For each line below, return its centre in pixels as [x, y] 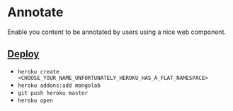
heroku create [38, 71]
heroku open [35, 100]
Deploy [23, 54]
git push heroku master [53, 93]
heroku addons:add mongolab [59, 86]
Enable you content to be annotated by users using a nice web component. [117, 32]
